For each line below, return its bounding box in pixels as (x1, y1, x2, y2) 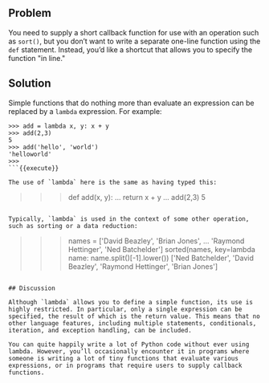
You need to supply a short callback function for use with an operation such (8, 27, 259, 37)
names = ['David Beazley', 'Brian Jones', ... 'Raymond (67, 236, 245, 246)
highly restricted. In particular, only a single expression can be (8, 305, 243, 313)
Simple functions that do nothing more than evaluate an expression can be (8, 98, 255, 108)
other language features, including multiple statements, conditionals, (8, 319, 257, 328)
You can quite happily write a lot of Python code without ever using (8, 340, 250, 348)
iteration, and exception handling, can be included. (8, 326, 193, 334)
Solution (8, 76, 51, 91)
